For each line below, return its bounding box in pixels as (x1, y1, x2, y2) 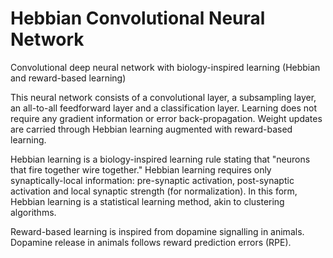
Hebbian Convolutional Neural (10, 7, 266, 30)
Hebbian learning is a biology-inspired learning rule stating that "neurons (10, 153, 311, 165)
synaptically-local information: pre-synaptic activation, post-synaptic (10, 174, 295, 186)
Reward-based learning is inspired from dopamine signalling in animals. (10, 225, 305, 237)
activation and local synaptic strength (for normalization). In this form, (10, 185, 298, 197)
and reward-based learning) (10, 72, 127, 84)
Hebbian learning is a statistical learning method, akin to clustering (10, 195, 285, 207)
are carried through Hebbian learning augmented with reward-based (10, 123, 293, 135)
